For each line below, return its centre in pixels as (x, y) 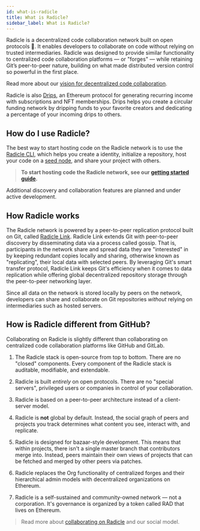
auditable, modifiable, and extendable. (62, 370)
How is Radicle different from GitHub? (78, 324)
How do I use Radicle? (48, 133)
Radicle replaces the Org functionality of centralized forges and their (100, 473)
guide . (29, 179)
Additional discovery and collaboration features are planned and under (94, 191)
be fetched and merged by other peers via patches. (79, 461)
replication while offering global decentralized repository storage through (97, 275)
